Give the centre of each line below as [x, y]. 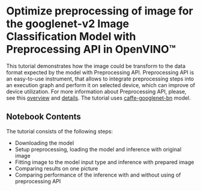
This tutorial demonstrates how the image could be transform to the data [96, 66]
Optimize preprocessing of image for [100, 11]
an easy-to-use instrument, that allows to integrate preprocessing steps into [100, 79]
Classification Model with [71, 37]
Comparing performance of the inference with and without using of [98, 175]
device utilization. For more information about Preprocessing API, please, [97, 91]
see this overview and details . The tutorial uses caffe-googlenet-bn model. [98, 98]
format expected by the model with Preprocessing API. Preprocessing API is [100, 72]
